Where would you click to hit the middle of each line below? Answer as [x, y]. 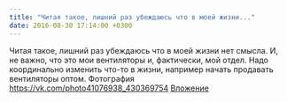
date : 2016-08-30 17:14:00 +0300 [71, 25]
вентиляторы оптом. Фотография [72, 78]
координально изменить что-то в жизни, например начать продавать [142, 69]
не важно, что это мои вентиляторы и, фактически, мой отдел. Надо [139, 60]
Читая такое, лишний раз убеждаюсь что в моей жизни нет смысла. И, [144, 50]
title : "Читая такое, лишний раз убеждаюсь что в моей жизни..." [132, 17]
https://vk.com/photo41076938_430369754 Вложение [109, 88]
